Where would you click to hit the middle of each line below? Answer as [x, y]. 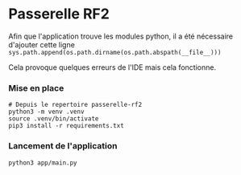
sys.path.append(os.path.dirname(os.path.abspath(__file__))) [115, 52]
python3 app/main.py [43, 163]
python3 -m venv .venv [46, 112]
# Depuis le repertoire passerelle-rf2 [75, 105]
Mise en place [36, 87]
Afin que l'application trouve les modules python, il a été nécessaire [121, 36]
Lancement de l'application [63, 146]
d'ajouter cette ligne [42, 44]
